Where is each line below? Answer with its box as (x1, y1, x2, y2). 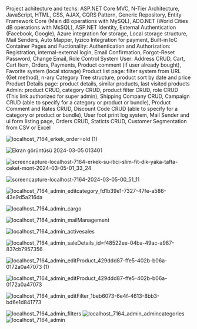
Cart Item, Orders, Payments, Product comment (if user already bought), (6, 61, 181, 68)
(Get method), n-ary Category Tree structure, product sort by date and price (6, 74, 191, 81)
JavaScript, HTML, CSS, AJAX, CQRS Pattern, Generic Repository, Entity (6, 11, 182, 18)
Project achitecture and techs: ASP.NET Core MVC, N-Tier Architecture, (6, 5, 180, 12)
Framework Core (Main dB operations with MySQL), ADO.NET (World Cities (6, 18, 188, 24)
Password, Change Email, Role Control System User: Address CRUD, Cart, (6, 55, 185, 62)
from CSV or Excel (6, 124, 51, 131)
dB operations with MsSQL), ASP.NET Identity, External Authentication (6, 24, 176, 31)
